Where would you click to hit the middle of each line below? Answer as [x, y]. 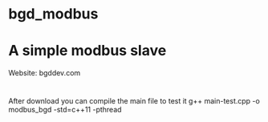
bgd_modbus [53, 14]
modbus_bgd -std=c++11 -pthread [65, 110]
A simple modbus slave [87, 51]
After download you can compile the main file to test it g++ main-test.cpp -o [134, 101]
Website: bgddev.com [45, 73]
